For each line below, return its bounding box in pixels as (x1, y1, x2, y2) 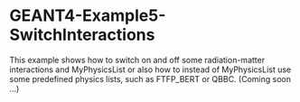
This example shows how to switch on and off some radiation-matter (9, 54, 265, 65)
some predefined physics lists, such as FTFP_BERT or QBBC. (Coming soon (9, 73, 292, 84)
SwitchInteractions (9, 24, 155, 45)
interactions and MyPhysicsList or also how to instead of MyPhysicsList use (9, 64, 292, 75)
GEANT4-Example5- (9, 5, 166, 26)
